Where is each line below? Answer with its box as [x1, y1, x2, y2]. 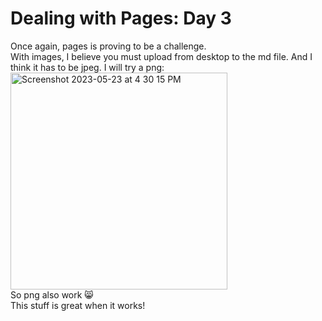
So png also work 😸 [10, 288, 94, 301]
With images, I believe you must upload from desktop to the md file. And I [10, 50, 313, 62]
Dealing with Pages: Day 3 [10, 7, 232, 30]
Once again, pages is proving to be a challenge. [10, 40, 207, 52]
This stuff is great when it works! [10, 299, 146, 311]
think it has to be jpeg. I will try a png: [10, 61, 165, 73]
